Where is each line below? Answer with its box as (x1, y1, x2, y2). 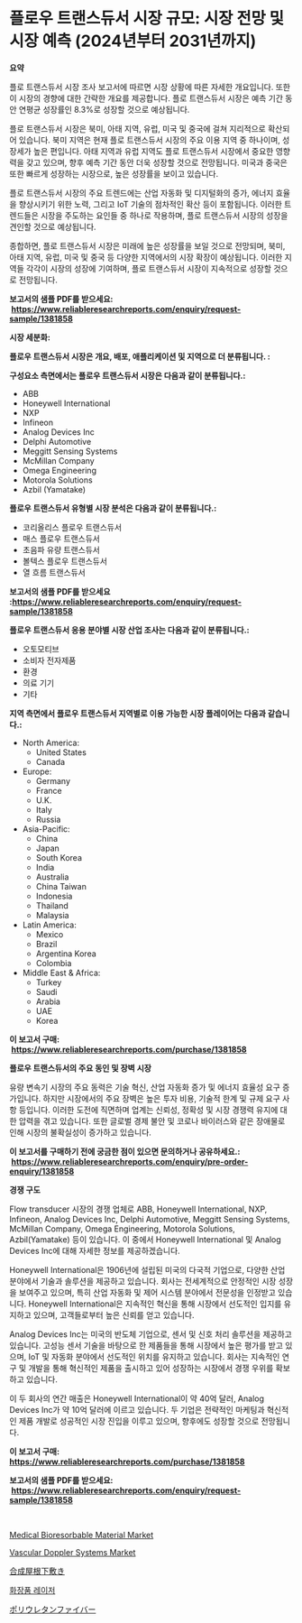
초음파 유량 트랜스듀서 (22, 544, 101, 555)
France (35, 785, 63, 796)
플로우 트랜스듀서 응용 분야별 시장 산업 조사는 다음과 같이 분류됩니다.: (9, 624, 250, 635)
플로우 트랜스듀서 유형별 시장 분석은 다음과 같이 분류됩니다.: (9, 503, 217, 513)
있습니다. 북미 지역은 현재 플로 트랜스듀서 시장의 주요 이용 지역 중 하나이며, (18, 134, 281, 145)
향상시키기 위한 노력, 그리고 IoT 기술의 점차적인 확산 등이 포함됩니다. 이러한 (18, 198, 282, 209)
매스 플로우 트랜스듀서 (22, 533, 101, 544)
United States (35, 746, 87, 758)
